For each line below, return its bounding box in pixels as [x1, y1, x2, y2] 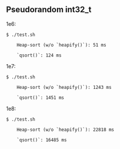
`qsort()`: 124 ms [16, 52, 62, 58]
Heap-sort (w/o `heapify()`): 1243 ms [16, 84, 112, 90]
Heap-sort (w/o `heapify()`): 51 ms [16, 42, 107, 48]
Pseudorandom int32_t [6, 5, 92, 15]
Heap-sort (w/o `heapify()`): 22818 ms [16, 127, 115, 133]
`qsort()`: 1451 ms [16, 94, 65, 101]
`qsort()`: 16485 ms [16, 137, 67, 143]
